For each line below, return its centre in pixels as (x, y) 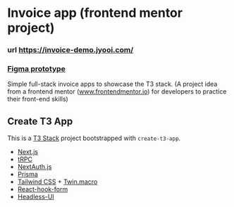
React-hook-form (43, 189)
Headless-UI (36, 197)
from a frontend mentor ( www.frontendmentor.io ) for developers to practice (117, 92)
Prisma (28, 175)
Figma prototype (36, 69)
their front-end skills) (38, 99)
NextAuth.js (35, 167)
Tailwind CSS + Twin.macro (57, 182)
